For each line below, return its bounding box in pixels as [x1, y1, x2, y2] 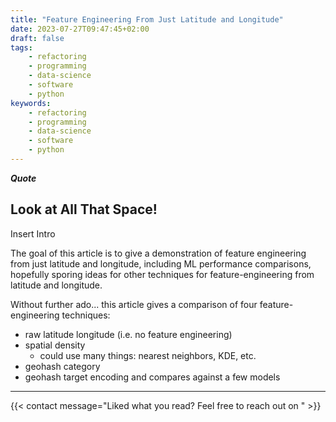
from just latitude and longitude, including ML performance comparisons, [10, 257, 312, 270]
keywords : [10, 98, 52, 108]
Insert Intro [10, 227, 56, 240]
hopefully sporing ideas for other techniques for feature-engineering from [10, 268, 315, 280]
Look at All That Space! [10, 201, 158, 218]
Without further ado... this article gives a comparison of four [10, 298, 258, 310]
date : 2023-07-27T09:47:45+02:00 [10, 24, 150, 34]
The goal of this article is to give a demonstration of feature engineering [10, 247, 307, 259]
